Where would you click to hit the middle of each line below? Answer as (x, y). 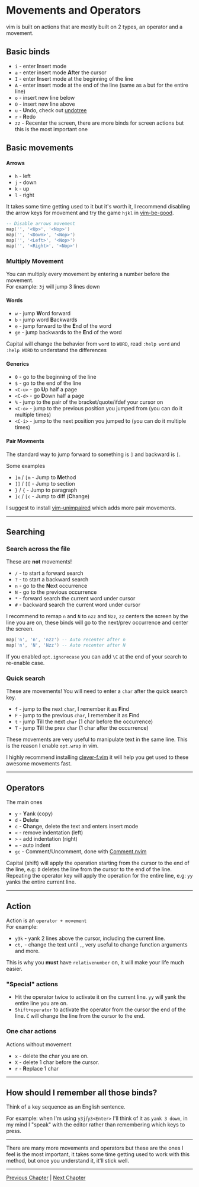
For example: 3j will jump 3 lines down (53, 287)
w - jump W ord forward (43, 314)
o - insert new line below (45, 97)
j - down (25, 182)
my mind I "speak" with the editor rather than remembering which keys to (96, 1125)
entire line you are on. (41, 1004)
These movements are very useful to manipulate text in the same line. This (97, 739)
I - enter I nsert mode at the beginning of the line (74, 78)
